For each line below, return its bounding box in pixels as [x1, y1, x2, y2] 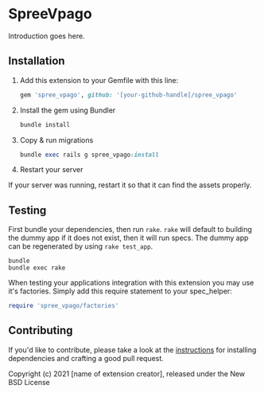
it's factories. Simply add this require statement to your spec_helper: [8, 286, 232, 296]
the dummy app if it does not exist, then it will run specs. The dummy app [8, 233, 249, 243]
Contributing [8, 324, 73, 337]
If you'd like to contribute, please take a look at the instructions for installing [8, 344, 257, 355]
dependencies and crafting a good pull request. [8, 353, 165, 363]
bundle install [19, 120, 71, 128]
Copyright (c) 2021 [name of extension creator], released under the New [8, 368, 246, 379]
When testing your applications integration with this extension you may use [8, 278, 254, 288]
